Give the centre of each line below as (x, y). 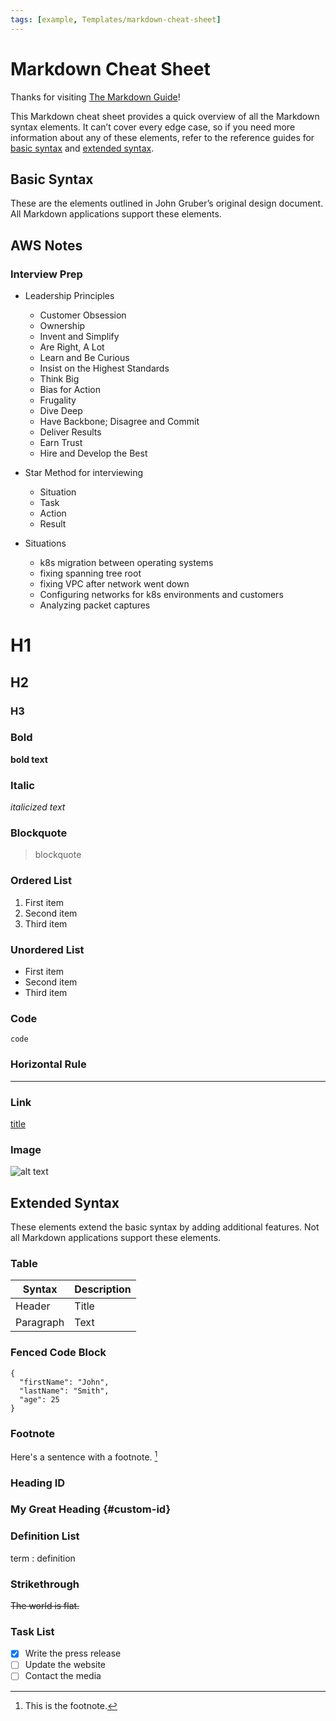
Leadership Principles (69, 296)
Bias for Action (70, 390)
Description (103, 1289)
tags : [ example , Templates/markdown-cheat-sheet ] (116, 19)
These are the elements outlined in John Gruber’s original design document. (167, 203)
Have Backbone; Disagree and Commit (119, 422)
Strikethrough (45, 1584)
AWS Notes (46, 245)
